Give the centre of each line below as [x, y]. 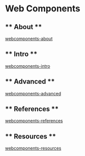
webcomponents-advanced [33, 93]
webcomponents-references [34, 121]
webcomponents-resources [33, 148]
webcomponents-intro [28, 66]
